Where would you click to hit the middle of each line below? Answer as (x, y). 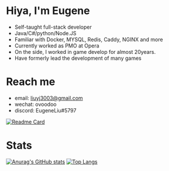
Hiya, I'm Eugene (48, 11)
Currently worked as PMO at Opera (57, 46)
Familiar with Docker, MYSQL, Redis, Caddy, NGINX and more (89, 39)
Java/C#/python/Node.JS (45, 33)
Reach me (31, 82)
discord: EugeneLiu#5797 (45, 110)
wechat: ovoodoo (35, 104)
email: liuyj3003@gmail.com (49, 98)
